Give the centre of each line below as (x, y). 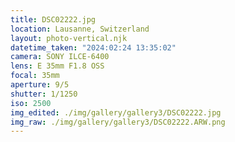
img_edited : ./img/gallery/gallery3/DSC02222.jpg (116, 112)
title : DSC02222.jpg (53, 19)
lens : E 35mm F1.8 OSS (57, 66)
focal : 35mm (35, 76)
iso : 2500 (31, 103)
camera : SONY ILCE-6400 (60, 57)
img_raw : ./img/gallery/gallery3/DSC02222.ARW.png (118, 122)
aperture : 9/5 (40, 85)
